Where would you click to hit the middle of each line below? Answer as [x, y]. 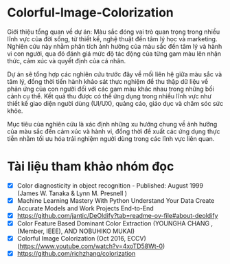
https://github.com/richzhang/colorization [76, 254]
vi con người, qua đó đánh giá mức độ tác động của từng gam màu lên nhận [114, 54]
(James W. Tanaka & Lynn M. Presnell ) [72, 193]
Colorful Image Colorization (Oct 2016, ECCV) [81, 239]
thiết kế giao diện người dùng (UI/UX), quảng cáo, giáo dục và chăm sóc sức [115, 103]
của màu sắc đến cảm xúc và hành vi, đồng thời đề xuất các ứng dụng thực [114, 131]
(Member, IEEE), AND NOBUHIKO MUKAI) [76, 231]
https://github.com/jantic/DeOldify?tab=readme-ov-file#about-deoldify [117, 216]
